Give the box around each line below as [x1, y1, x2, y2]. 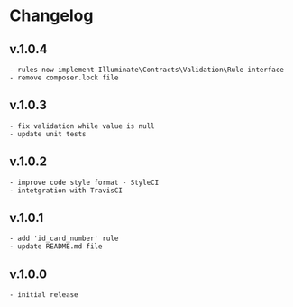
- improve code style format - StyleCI [9, 178, 160, 187]
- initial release [9, 291, 78, 300]
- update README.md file [9, 242, 103, 251]
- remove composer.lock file [9, 73, 119, 82]
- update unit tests [9, 129, 87, 138]
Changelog [9, 5, 94, 26]
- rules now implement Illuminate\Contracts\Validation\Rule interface [9, 65, 284, 74]
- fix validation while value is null [9, 121, 155, 131]
